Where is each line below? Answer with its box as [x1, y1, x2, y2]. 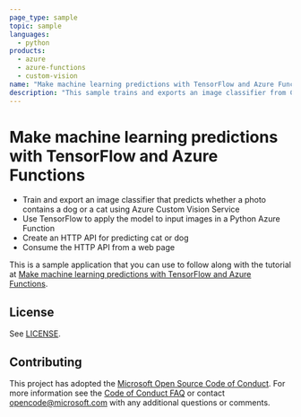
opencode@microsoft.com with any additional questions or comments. [9, 397, 271, 408]
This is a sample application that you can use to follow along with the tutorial [9, 259, 291, 270]
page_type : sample [9, 13, 78, 22]
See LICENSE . [9, 328, 61, 339]
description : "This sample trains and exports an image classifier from [9, 88, 287, 97]
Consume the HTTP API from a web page [21, 242, 176, 253]
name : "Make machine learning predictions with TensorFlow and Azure [9, 80, 275, 89]
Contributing [9, 354, 82, 369]
